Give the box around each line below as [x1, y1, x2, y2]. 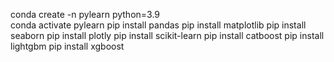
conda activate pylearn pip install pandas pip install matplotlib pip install [10, 19, 307, 31]
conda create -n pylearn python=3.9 [10, 9, 161, 20]
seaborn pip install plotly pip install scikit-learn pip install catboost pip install [10, 30, 325, 41]
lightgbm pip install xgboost [10, 40, 125, 52]
